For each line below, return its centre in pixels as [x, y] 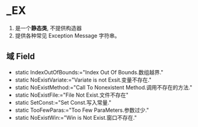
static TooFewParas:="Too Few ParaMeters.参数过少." [82, 110]
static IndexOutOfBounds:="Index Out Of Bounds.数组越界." [89, 72]
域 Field [21, 57]
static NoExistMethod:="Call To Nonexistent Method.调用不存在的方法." [104, 87]
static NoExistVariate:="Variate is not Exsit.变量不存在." [83, 80]
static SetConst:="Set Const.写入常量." [63, 102]
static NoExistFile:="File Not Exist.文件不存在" [72, 95]
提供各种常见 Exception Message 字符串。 [67, 35]
